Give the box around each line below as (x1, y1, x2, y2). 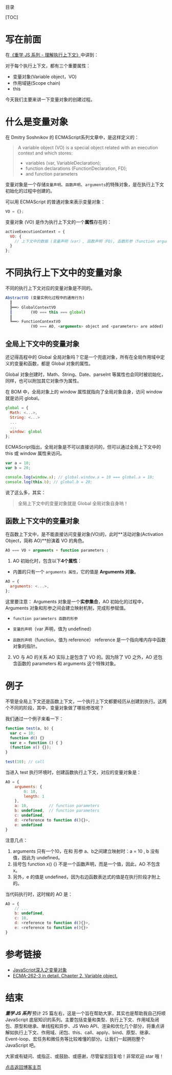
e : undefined (14, 822, 42, 828)
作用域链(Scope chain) (12, 80, 60, 86)
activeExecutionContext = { (5, 229, 66, 234)
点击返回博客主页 (5, 1064, 41, 1070)
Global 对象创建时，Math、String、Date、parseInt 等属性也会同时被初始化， (5, 371, 166, 377)
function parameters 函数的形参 (12, 616, 78, 621)
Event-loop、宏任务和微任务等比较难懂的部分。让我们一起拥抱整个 (5, 1035, 145, 1042)
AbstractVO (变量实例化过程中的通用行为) (5, 295, 85, 301)
